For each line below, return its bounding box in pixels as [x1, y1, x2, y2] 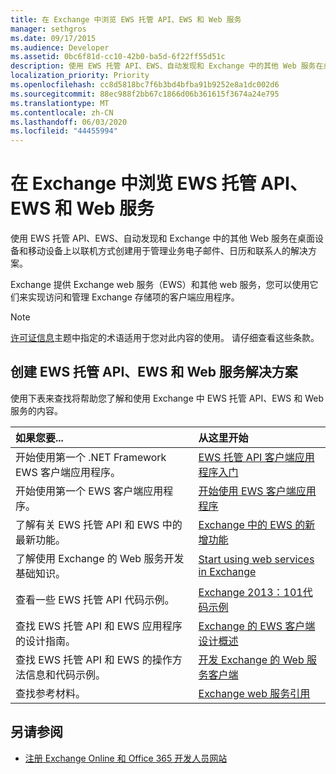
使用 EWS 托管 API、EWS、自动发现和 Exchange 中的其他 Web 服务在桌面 [10, 232, 316, 245]
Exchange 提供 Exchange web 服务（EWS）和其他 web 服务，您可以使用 [10, 279, 310, 291]
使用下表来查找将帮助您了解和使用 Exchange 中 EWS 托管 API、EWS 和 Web [10, 392, 325, 404]
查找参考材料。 [15, 686, 87, 700]
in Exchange [198, 564, 257, 578]
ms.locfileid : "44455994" [10, 126, 118, 136]
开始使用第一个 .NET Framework [15, 450, 167, 464]
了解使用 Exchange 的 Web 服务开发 [15, 551, 185, 565]
